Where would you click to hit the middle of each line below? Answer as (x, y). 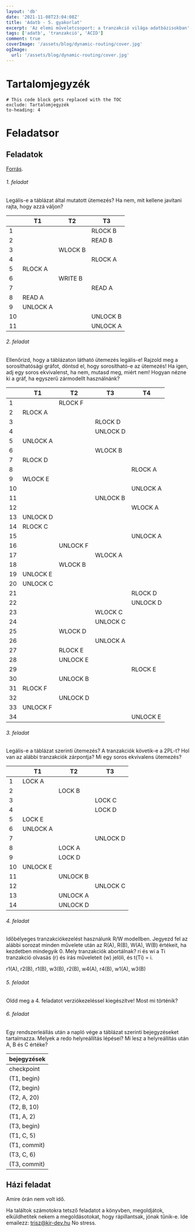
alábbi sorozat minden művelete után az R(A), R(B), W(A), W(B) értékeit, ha (96, 945)
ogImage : (17, 50)
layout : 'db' (22, 11)
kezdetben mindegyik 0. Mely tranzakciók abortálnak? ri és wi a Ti (86, 952)
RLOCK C (35, 526)
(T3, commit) (27, 1164)
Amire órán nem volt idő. (36, 1199)
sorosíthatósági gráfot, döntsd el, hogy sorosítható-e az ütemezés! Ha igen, (97, 366)
